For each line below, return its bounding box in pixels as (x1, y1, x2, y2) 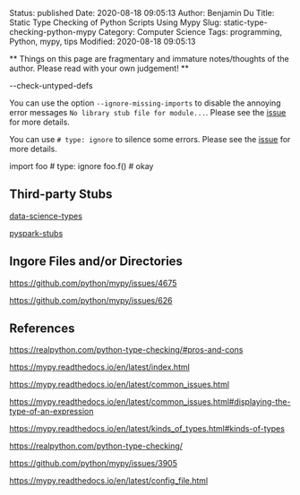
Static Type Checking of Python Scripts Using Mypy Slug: (9, 17, 222, 28)
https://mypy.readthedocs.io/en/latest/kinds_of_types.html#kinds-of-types (9, 423, 285, 434)
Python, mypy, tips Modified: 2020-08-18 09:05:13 (9, 36, 196, 47)
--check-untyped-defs (9, 81, 93, 90)
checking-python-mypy (9, 27, 97, 37)
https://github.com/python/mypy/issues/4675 (9, 277, 177, 288)
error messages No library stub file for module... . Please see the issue (9, 107, 287, 117)
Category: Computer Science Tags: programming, (98, 27, 282, 37)
